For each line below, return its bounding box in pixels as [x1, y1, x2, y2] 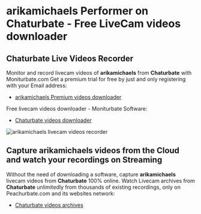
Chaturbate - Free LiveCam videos [6, 17, 181, 30]
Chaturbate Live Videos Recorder [6, 53, 134, 63]
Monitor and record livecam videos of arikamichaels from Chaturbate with [6, 69, 192, 76]
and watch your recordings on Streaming [6, 155, 163, 165]
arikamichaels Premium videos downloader [14, 94, 122, 100]
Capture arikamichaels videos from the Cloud [6, 145, 180, 156]
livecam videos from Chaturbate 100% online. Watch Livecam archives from [6, 177, 195, 184]
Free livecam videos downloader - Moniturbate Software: [6, 105, 148, 112]
